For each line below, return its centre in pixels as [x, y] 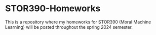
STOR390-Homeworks [53, 9]
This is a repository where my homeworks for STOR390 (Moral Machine [78, 22]
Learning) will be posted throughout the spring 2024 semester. [69, 27]
